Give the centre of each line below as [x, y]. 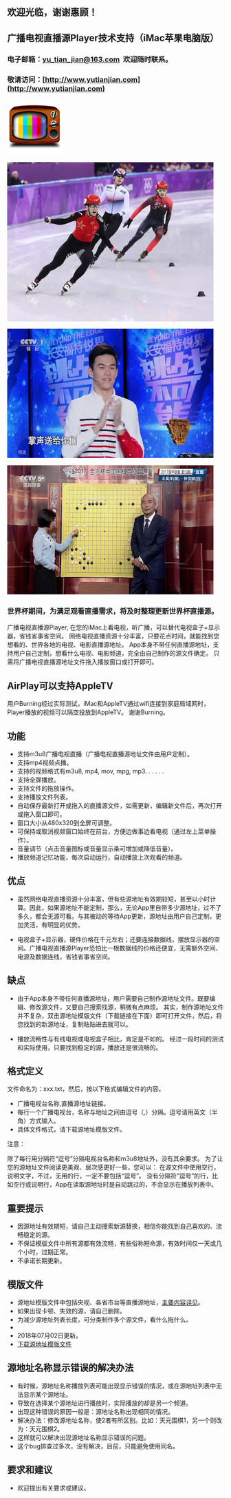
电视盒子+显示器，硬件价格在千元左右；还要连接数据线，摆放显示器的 [115, 939]
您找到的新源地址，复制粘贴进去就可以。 [74, 1024]
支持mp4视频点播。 [45, 762]
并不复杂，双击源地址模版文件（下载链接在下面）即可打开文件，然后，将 [119, 1015]
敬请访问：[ [26, 79]
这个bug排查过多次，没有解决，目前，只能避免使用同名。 [98, 1446]
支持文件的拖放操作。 [47, 788]
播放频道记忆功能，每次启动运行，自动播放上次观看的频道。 [101, 857]
